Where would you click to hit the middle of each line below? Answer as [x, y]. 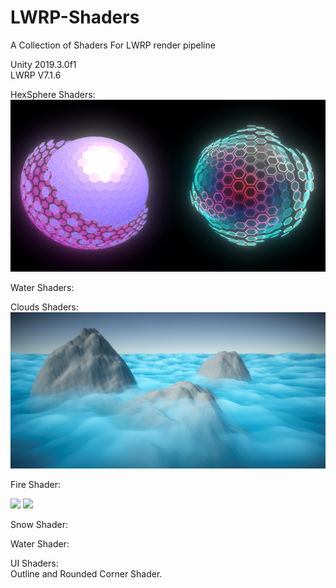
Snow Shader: [39, 525]
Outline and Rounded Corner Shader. [86, 574]
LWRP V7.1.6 [36, 75]
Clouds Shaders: [44, 307]
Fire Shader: [35, 485]
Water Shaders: [42, 287]
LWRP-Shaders [75, 17]
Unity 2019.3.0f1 [43, 64]
